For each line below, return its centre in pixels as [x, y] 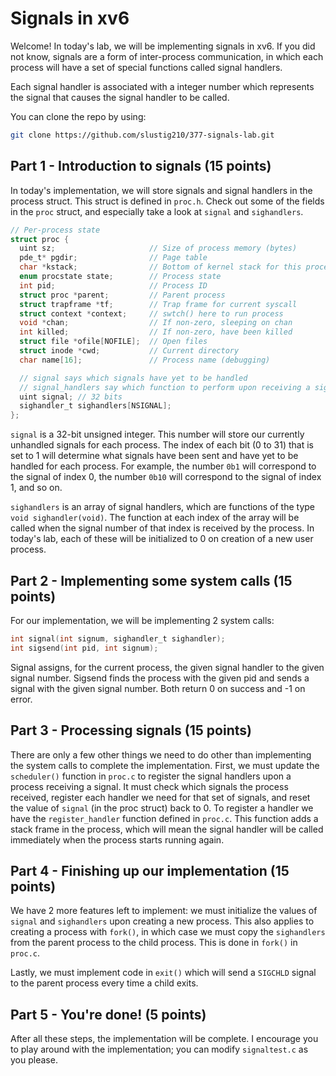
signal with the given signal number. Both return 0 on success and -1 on [158, 688]
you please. [34, 1060]
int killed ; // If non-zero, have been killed [156, 332]
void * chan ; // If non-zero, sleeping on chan [156, 323]
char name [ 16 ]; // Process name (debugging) [145, 360]
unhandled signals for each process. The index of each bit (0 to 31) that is [162, 445]
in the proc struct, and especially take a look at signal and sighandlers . [157, 211]
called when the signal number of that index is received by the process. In [162, 528]
